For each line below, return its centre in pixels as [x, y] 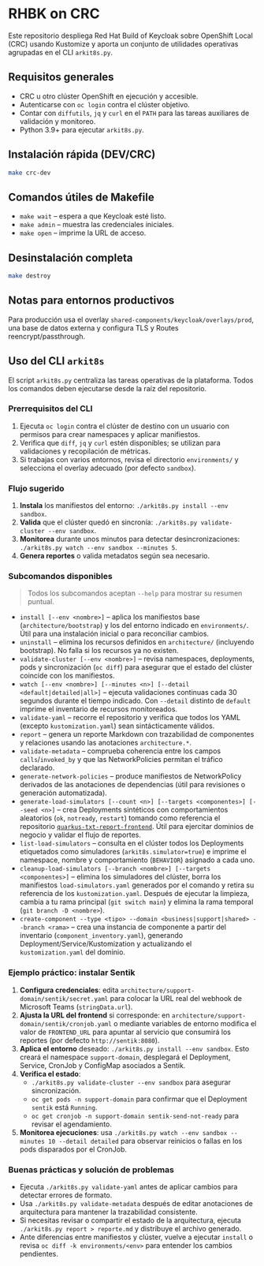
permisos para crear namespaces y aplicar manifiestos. [110, 434]
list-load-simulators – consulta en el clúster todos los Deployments [132, 843]
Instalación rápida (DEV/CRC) [82, 155]
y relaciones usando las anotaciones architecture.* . [105, 743]
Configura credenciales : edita [69, 990]
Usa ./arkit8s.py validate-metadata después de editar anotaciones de [136, 1204]
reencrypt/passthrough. [47, 336]
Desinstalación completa [71, 258]
